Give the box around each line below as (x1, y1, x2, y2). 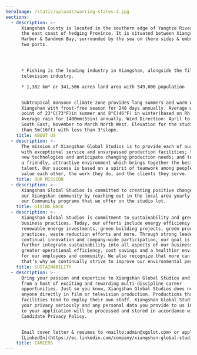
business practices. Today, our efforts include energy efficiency (21, 220, 191, 226)
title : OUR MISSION (16, 176, 64, 182)
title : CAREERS (16, 340, 54, 346)
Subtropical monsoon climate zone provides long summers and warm (21, 100, 188, 106)
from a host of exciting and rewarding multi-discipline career (21, 281, 182, 287)
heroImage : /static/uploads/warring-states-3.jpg (5, 8, 130, 15)
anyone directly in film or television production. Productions (21, 291, 182, 298)
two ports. (21, 42, 48, 48)
